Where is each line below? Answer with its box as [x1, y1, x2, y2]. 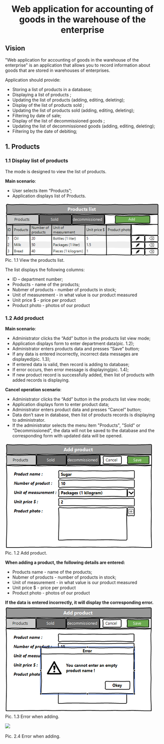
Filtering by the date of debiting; [12, 128, 78, 134]
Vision [5, 44, 26, 52]
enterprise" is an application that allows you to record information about [5, 62, 151, 68]
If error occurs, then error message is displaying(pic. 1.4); [12, 367, 129, 372]
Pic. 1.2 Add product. [5, 550, 48, 556]
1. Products [5, 143, 40, 151]
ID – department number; [12, 276, 63, 282]
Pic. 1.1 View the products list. [5, 257, 65, 263]
